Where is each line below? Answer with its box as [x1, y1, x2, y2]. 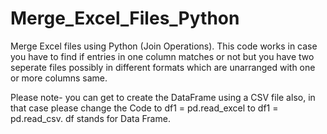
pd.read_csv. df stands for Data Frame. [10, 112, 171, 124]
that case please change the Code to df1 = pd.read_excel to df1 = [10, 102, 279, 114]
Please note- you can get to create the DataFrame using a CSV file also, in [10, 91, 316, 103]
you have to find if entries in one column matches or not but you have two [10, 50, 315, 62]
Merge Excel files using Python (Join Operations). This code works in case [10, 40, 318, 52]
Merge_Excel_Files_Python [10, 7, 240, 30]
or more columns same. [10, 72, 108, 84]
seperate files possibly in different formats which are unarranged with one [10, 61, 316, 73]
